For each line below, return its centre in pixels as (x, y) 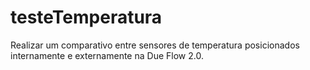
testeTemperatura (86, 17)
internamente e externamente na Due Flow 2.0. (107, 55)
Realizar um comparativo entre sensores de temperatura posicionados (155, 45)
